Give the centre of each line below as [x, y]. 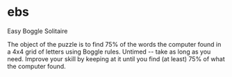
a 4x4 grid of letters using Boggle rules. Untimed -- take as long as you [109, 52]
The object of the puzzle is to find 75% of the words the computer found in [114, 44]
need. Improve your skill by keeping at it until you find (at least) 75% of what [116, 58]
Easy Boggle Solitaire [38, 31]
